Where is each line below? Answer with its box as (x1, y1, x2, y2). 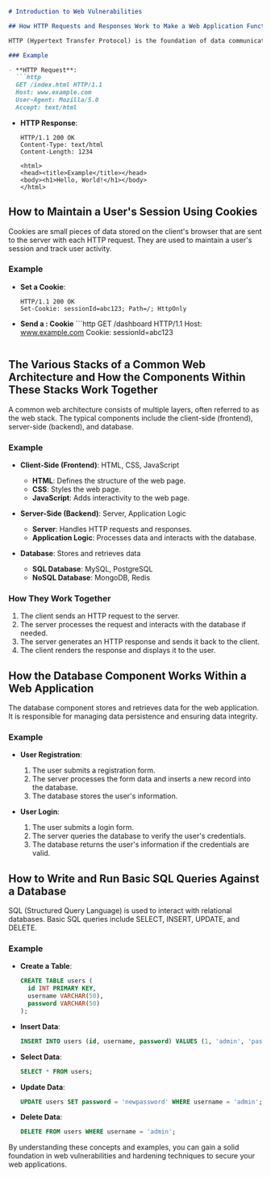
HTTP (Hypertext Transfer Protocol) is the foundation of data (8, 36, 226, 44)
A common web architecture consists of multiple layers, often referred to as (8, 404, 260, 414)
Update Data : (19, 1082, 66, 1091)
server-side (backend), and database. (8, 421, 135, 431)
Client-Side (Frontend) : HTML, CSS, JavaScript (19, 460, 180, 470)
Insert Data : (19, 1021, 60, 1031)
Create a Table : (19, 961, 73, 971)
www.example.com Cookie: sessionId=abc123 (19, 327, 173, 337)
